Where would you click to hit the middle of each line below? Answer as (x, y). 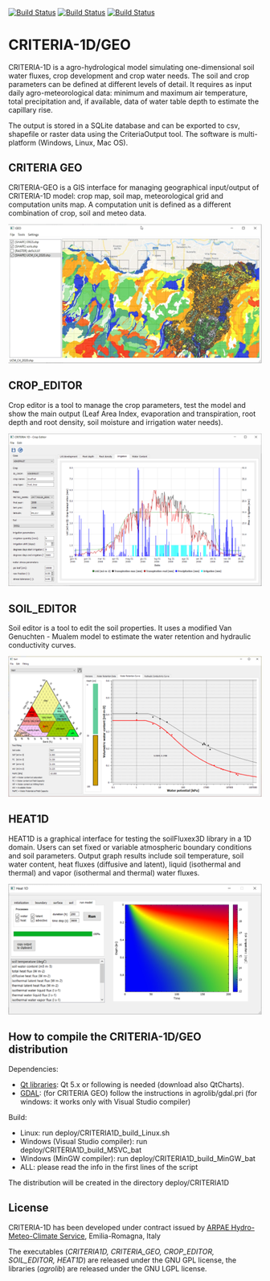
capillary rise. (31, 109)
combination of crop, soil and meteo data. (78, 212)
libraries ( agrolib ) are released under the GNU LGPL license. (108, 1268)
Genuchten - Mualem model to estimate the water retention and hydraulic (130, 636)
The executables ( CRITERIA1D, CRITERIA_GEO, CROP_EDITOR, (111, 1251)
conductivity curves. (42, 645)
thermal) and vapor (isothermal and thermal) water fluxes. (104, 872)
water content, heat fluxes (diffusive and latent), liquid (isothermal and (125, 864)
